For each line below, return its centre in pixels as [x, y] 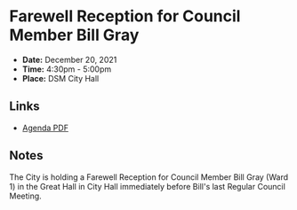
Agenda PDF [45, 128]
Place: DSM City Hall [60, 78]
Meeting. [25, 196]
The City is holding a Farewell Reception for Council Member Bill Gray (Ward [149, 177]
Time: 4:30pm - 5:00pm [67, 69]
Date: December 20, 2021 [69, 59]
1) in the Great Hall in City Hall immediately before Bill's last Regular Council [148, 186]
